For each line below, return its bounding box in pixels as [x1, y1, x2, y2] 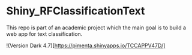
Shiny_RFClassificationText [6, 4, 145, 18]
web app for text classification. [6, 30, 83, 37]
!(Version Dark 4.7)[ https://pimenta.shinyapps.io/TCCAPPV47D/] [6, 42, 166, 49]
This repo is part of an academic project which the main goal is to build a [6, 24, 187, 31]
